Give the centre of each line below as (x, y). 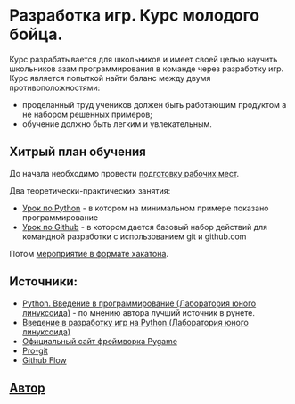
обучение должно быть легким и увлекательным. (117, 124)
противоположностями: (55, 87)
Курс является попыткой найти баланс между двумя (110, 78)
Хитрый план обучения (78, 152)
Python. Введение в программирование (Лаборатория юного (139, 303)
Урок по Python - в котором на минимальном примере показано (145, 208)
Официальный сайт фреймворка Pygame (100, 341)
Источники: (44, 282)
